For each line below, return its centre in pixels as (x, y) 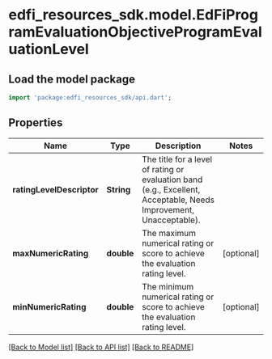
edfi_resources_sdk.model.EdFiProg (134, 15)
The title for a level (177, 159)
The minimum (168, 286)
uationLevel (49, 49)
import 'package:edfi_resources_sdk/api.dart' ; (90, 98)
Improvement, (168, 209)
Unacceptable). (171, 220)
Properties (36, 123)
